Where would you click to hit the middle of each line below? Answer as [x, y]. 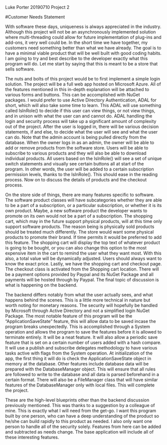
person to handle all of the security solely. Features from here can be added [83, 426]
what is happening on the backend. [41, 285]
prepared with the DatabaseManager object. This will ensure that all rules [81, 369]
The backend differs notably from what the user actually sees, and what [79, 295]
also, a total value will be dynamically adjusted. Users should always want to [83, 258]
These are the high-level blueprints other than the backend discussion [77, 400]
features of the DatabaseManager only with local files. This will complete [80, 385]
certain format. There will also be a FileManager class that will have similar [82, 380]
